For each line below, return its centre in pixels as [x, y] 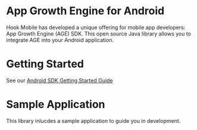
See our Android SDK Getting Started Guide [60, 80]
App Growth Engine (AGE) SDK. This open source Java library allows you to [99, 33]
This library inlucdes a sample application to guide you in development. [93, 121]
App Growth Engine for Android [85, 11]
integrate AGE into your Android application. [60, 40]
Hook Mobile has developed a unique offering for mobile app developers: [96, 27]
